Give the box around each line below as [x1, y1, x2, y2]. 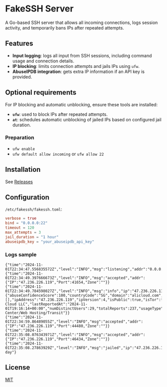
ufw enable [12, 146, 35, 151]
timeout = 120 [5, 225, 35, 230]
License [5, 363, 30, 372]
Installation [5, 165, 41, 174]
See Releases [5, 178, 33, 185]
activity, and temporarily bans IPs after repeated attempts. [5, 24, 124, 30]
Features [5, 39, 33, 48]
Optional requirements [5, 88, 77, 97]
